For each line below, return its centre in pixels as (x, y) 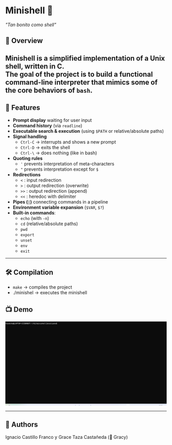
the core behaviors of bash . (49, 90)
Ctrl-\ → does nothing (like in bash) (59, 153)
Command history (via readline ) (48, 126)
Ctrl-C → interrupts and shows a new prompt (68, 142)
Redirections (27, 174)
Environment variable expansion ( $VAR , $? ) (58, 207)
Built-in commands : (34, 213)
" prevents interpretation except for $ (59, 169)
